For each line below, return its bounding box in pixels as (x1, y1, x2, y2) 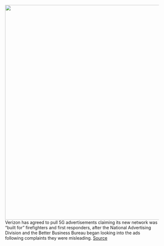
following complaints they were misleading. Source (5, 235, 107, 241)
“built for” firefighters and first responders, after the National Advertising (5, 225, 151, 230)
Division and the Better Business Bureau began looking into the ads (5, 230, 141, 236)
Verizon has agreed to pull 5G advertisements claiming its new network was (5, 219, 158, 225)
